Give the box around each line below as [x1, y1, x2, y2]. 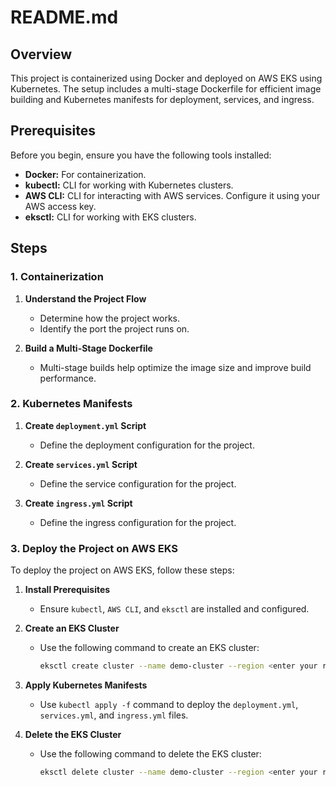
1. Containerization [10, 270, 104, 284]
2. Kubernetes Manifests [10, 397, 133, 411]
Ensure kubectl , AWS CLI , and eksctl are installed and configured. [39, 603, 310, 615]
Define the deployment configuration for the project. [39, 439, 255, 451]
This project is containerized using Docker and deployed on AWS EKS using [10, 72, 323, 84]
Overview [10, 46, 73, 63]
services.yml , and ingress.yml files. [39, 709, 189, 721]
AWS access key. [24, 200, 97, 212]
